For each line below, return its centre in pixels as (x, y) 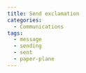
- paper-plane (34, 59)
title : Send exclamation (43, 14)
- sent (23, 53)
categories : (24, 20)
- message (28, 40)
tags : (15, 33)
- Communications (39, 26)
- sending (28, 46)
